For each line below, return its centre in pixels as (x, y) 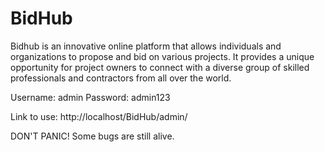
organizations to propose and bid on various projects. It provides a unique (162, 56)
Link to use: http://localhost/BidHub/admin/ (99, 116)
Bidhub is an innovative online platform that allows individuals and (146, 46)
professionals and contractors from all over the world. (121, 78)
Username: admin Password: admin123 (90, 97)
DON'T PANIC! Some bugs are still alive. (92, 136)
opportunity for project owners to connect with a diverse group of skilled (160, 67)
